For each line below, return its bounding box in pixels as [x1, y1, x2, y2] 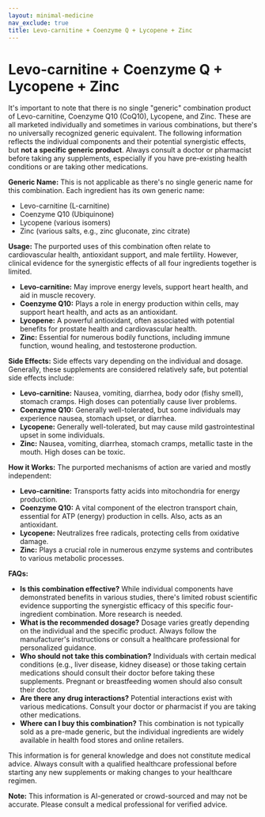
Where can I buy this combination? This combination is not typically [19, 719, 244, 728]
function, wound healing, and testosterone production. [19, 341, 198, 350]
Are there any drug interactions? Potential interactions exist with [19, 694, 233, 703]
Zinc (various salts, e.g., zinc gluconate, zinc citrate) [19, 226, 191, 236]
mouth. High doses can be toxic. [19, 448, 126, 457]
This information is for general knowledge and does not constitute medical [8, 751, 251, 760]
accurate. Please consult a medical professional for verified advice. [8, 800, 228, 809]
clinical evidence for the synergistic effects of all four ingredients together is [8, 259, 257, 268]
